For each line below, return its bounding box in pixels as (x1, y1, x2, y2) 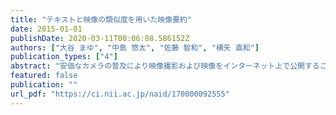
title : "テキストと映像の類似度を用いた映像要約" (10, 14, 193, 25)
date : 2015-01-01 (10, 24, 83, 34)
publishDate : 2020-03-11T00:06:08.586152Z (10, 33, 190, 43)
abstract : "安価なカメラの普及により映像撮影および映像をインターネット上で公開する (10, 61, 320, 71)
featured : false (10, 71, 78, 81)
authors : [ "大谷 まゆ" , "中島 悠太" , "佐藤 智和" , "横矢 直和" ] (10, 42, 260, 53)
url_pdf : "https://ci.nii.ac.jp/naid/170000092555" (10, 89, 230, 99)
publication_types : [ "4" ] (10, 52, 118, 62)
